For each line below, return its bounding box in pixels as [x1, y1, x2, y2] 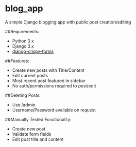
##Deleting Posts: [5, 92, 41, 98]
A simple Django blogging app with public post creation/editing [5, 19, 131, 25]
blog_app [5, 3, 43, 14]
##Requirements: [5, 28, 40, 34]
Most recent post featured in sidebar [12, 78, 86, 84]
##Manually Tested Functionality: [5, 116, 72, 122]
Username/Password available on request [12, 107, 96, 113]
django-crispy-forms [12, 48, 54, 54]
